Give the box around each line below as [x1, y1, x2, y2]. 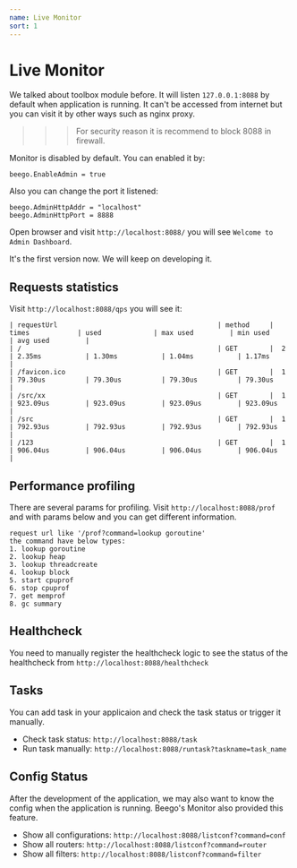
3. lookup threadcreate [9, 561, 98, 570]
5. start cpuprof [9, 576, 74, 585]
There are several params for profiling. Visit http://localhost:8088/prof [9, 503, 276, 513]
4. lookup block [9, 568, 70, 578]
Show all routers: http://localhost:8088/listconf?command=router [21, 838, 267, 849]
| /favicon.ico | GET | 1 [9, 368, 286, 377]
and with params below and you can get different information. [9, 511, 237, 522]
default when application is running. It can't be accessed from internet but [9, 99, 284, 110]
